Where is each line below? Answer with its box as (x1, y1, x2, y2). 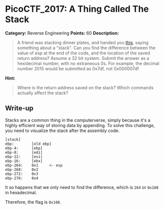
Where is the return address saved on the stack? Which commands (17, 84, 154, 90)
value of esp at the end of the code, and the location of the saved (17, 50, 150, 56)
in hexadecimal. (5, 189, 37, 195)
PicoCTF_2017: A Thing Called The (5, 3, 149, 15)
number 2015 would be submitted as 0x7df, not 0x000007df (17, 65, 139, 72)
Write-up (5, 104, 33, 112)
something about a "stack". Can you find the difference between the (17, 45, 156, 51)
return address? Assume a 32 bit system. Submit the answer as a (17, 55, 149, 61)
